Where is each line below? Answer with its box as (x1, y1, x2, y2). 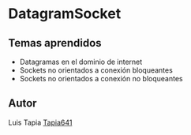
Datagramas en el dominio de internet (19, 57, 143, 66)
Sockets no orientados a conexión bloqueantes (19, 66, 174, 75)
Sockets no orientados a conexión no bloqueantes (19, 74, 183, 83)
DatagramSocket (8, 5, 122, 23)
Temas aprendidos (8, 36, 102, 50)
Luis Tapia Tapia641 (8, 118, 73, 127)
